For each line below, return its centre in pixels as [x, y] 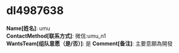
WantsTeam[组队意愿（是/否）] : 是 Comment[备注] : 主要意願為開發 [89, 43]
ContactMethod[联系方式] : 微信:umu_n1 [56, 36]
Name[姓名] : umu [28, 28]
